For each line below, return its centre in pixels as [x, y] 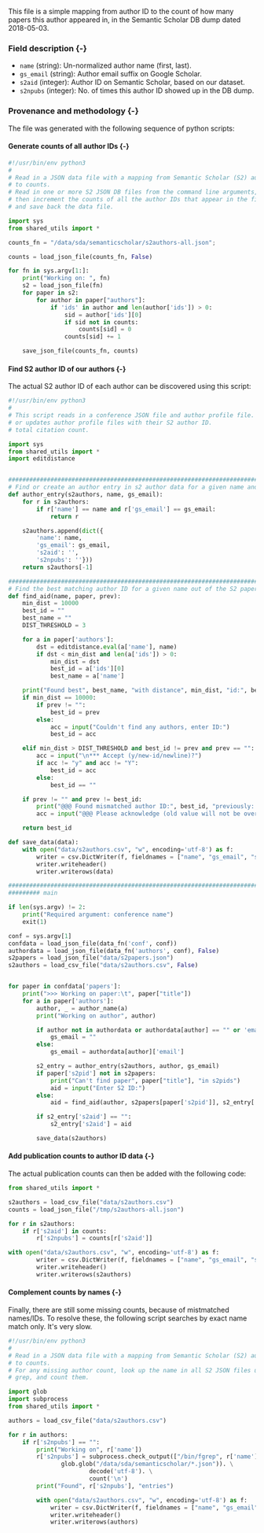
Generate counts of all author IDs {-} [69, 146]
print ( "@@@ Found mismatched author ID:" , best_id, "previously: [146, 807]
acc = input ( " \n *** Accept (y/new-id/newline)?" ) [119, 756]
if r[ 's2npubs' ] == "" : [61, 1442]
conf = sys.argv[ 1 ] [40, 936]
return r [64, 516]
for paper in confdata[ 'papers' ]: [65, 987]
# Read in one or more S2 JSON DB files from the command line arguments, [133, 192]
